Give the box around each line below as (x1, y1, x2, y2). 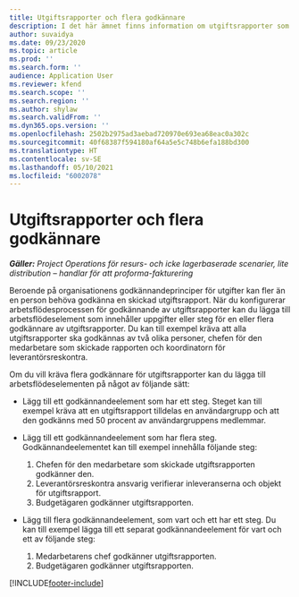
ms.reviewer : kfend (9, 80, 82, 89)
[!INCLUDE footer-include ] (9, 578, 104, 589)
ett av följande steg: (21, 533, 96, 544)
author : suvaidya (9, 30, 74, 38)
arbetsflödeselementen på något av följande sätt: (9, 379, 190, 389)
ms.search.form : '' (9, 64, 82, 72)
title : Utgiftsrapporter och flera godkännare (9, 13, 186, 22)
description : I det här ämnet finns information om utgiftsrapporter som (9, 21, 290, 30)
